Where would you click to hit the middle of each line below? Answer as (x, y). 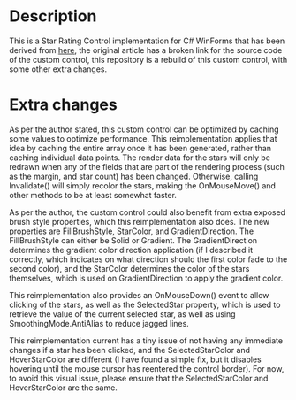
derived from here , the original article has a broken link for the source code (146, 50)
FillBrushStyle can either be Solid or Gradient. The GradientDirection (133, 240)
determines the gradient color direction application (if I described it (131, 250)
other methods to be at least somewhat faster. (93, 195)
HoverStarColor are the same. (63, 388)
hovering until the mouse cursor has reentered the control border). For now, (147, 368)
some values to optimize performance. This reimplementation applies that (143, 138)
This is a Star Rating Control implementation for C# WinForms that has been (147, 41)
